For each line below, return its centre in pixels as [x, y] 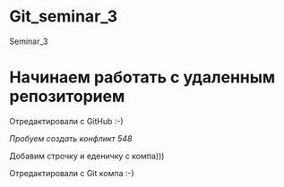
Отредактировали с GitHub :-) [66, 121]
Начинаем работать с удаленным [142, 77]
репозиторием [67, 97]
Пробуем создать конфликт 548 [71, 138]
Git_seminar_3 [64, 17]
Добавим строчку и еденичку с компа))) [87, 156]
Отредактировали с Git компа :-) [72, 173]
